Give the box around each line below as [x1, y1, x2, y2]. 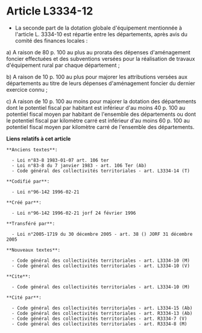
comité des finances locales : [14, 37, 88, 44]
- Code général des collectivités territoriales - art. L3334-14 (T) [11, 168, 190, 174]
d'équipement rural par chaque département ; [6, 62, 120, 69]
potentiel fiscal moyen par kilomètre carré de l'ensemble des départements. [6, 123, 195, 130]
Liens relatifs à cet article [6, 135, 71, 142]
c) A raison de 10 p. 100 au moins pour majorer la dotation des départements [6, 98, 197, 105]
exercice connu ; [6, 86, 48, 93]
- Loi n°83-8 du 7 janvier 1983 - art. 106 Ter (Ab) [11, 162, 147, 168]
